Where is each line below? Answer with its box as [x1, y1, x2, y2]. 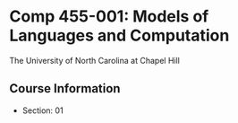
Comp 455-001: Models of [9, 6, 209, 27]
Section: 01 [21, 105, 64, 116]
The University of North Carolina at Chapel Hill [9, 55, 181, 66]
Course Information [9, 81, 121, 96]
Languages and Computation [9, 25, 230, 46]
